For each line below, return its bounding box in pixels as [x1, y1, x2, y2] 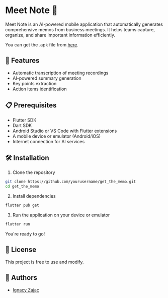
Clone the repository [12, 169, 55, 175]
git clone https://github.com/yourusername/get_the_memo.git [5, 179, 136, 185]
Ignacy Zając [12, 287, 39, 293]
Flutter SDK [12, 117, 37, 123]
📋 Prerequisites [5, 101, 57, 110]
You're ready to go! [5, 230, 45, 236]
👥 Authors [5, 273, 38, 282]
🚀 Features [5, 56, 40, 65]
